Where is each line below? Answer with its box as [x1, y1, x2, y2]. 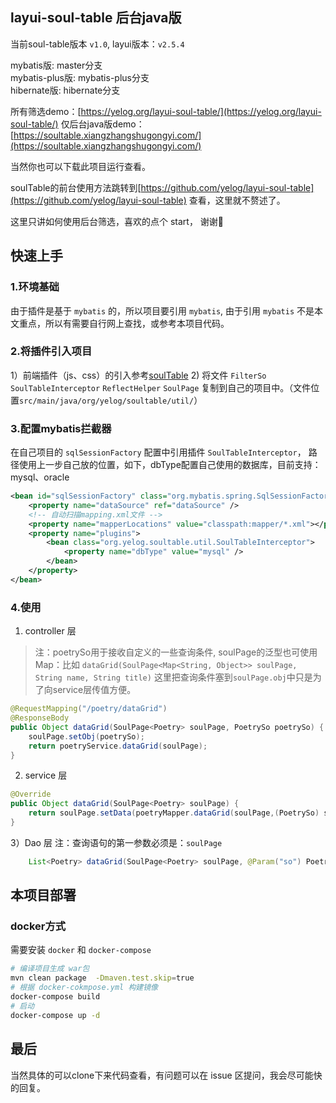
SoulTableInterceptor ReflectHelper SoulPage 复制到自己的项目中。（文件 [10, 381, 312, 393]
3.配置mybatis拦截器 [10, 421, 112, 435]
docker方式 [10, 919, 67, 933]
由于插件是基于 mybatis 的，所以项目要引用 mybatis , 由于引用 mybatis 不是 [10, 304, 315, 317]
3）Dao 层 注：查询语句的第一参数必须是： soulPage [10, 836, 223, 848]
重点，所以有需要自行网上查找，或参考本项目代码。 [18, 317, 230, 329]
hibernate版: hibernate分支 [10, 84, 121, 96]
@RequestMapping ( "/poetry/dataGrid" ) [10, 704, 168, 714]
